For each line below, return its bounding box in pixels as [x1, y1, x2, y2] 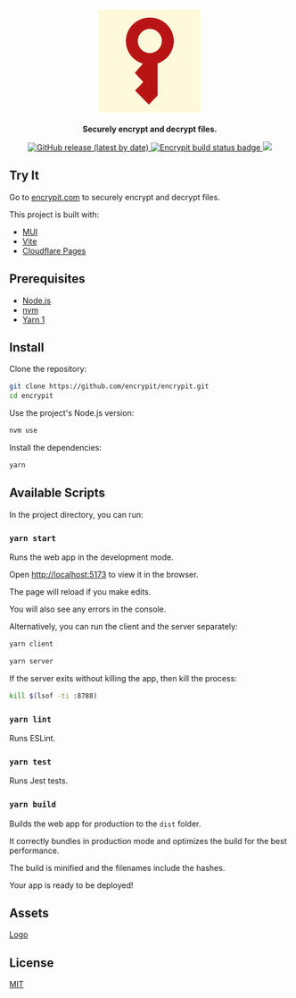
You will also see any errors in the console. [9, 604, 167, 614]
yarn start [9, 533, 56, 543]
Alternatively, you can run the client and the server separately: [9, 622, 238, 632]
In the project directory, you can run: [9, 509, 144, 520]
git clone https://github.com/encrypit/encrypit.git [9, 382, 210, 391]
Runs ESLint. [9, 732, 56, 743]
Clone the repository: [9, 364, 87, 375]
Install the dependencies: [9, 443, 103, 453]
